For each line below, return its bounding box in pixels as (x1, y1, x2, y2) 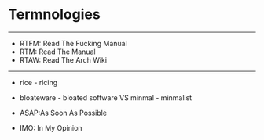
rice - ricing (19, 77, 58, 87)
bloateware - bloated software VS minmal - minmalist (19, 92, 192, 102)
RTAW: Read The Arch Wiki (19, 55, 108, 64)
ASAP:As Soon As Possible (19, 108, 108, 117)
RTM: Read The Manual (19, 47, 96, 56)
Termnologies (8, 5, 101, 23)
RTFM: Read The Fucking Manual (19, 38, 127, 48)
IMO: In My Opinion (19, 123, 82, 132)
